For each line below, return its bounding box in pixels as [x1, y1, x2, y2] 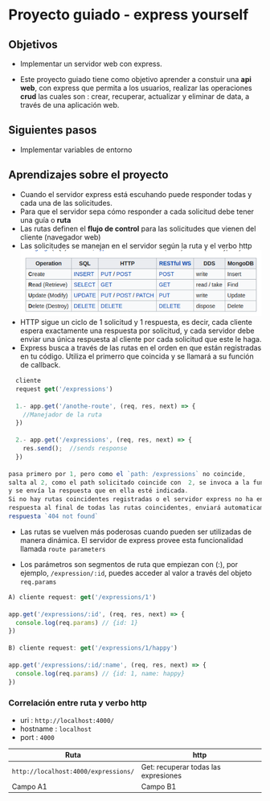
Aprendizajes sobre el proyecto [8, 168, 169, 182]
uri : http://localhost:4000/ [19, 715, 115, 725]
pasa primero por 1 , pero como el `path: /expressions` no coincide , [8, 470, 247, 478]
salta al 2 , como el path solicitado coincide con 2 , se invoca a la [8, 479, 250, 487]
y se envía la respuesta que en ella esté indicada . [8, 487, 189, 495]
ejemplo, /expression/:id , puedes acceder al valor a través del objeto [19, 568, 252, 577]
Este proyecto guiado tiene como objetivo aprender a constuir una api [19, 75, 252, 84]
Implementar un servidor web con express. [19, 59, 162, 68]
